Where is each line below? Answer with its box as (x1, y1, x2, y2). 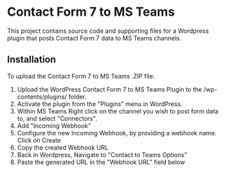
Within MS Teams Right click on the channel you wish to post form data (16, 107, 219, 115)
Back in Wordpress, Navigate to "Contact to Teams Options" (16, 150, 187, 159)
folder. (68, 92, 87, 101)
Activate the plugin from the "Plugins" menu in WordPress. (16, 100, 183, 108)
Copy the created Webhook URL (16, 143, 108, 151)
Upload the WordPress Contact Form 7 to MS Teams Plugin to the (16, 85, 202, 93)
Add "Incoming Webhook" (16, 121, 91, 130)
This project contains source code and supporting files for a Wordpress (7, 27, 209, 35)
